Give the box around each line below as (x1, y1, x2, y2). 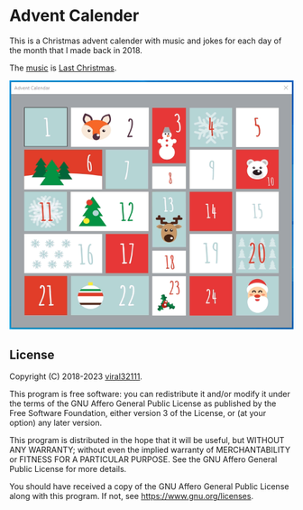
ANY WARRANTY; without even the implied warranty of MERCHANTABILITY (9, 444, 291, 456)
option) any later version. (9, 417, 102, 429)
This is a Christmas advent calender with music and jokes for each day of (9, 35, 282, 46)
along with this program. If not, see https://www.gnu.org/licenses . (9, 491, 254, 502)
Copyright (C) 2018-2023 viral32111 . (9, 371, 142, 382)
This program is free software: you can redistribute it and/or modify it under (9, 389, 290, 400)
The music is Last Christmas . (9, 62, 117, 73)
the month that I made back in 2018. (9, 44, 142, 55)
